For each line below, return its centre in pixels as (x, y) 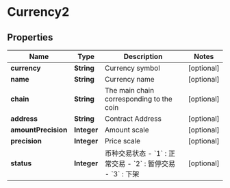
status (21, 163)
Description (143, 57)
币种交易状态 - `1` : (136, 153)
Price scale (123, 141)
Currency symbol (133, 68)
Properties (30, 37)
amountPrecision (39, 130)
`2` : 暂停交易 (154, 164)
